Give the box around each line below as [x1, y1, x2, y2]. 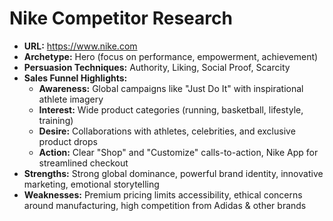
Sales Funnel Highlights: [23, 72, 128, 84]
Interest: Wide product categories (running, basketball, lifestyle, [38, 103, 304, 116]
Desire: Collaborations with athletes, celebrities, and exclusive [38, 125, 296, 137]
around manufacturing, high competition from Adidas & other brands [23, 199, 307, 211]
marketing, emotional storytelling [23, 178, 160, 190]
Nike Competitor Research [9, 7, 233, 30]
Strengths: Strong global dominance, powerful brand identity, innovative [23, 167, 324, 179]
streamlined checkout [38, 157, 129, 169]
